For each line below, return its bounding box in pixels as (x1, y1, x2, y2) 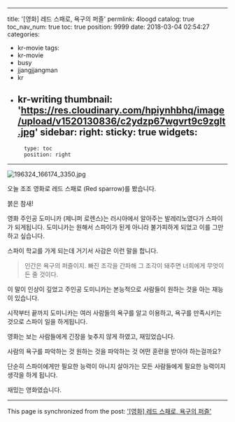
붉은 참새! (7, 199, 34, 207)
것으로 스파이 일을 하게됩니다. (7, 317, 88, 325)
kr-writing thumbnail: (17, 94, 113, 106)
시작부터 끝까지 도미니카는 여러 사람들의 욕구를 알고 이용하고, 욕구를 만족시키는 (7, 309, 222, 317)
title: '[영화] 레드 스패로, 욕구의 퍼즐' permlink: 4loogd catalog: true (7, 15, 194, 23)
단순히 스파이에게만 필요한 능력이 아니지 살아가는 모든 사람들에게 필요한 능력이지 (7, 362, 226, 370)
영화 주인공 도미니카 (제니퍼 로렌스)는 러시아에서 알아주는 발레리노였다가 (7, 214, 204, 223)
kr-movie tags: (17, 43, 59, 52)
